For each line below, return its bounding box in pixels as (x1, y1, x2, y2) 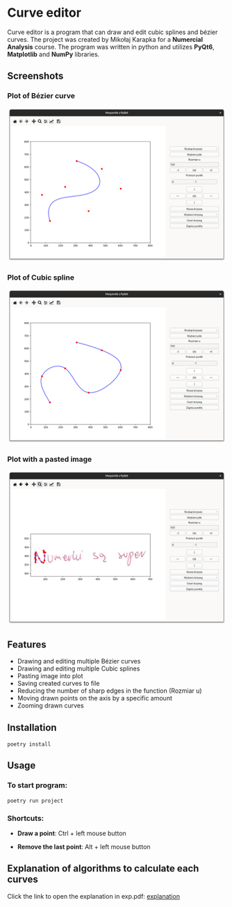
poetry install (7, 741, 51, 748)
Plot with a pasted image (7, 454, 92, 464)
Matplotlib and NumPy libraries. (7, 50, 100, 58)
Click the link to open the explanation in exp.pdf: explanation (7, 892, 181, 900)
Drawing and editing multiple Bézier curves (17, 657, 141, 666)
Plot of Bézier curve (7, 91, 75, 101)
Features (7, 639, 47, 650)
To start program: (7, 780, 68, 790)
